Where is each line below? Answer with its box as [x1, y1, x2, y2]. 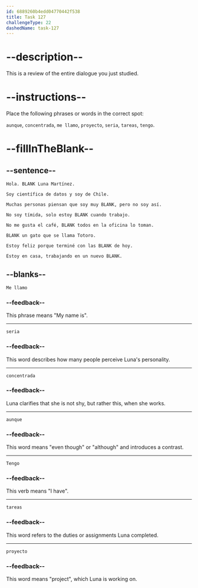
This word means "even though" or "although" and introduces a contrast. [6, 444, 184, 451]
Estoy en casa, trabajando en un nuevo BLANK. [6, 253, 123, 259]
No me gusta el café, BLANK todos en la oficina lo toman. [6, 222, 154, 229]
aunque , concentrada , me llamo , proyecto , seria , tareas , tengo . [6, 121, 155, 128]
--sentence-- [6, 166, 56, 176]
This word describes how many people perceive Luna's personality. [6, 356, 170, 363]
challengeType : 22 [6, 19, 51, 25]
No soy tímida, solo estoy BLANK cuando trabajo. [6, 212, 131, 218]
